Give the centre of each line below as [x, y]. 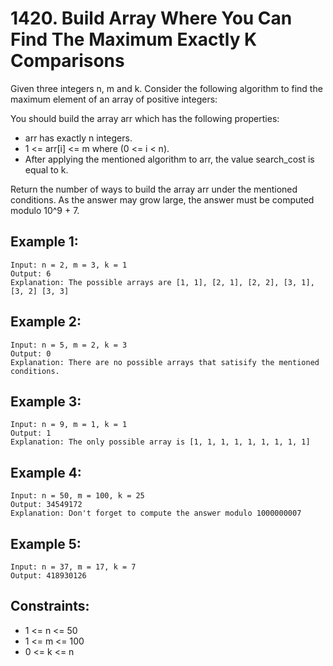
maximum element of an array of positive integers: [114, 99]
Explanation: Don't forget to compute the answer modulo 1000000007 [156, 513]
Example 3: [46, 401]
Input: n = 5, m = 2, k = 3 [69, 345]
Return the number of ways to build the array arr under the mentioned [154, 189]
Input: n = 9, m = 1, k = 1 [69, 425]
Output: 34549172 [46, 505]
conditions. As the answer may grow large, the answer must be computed [162, 199]
